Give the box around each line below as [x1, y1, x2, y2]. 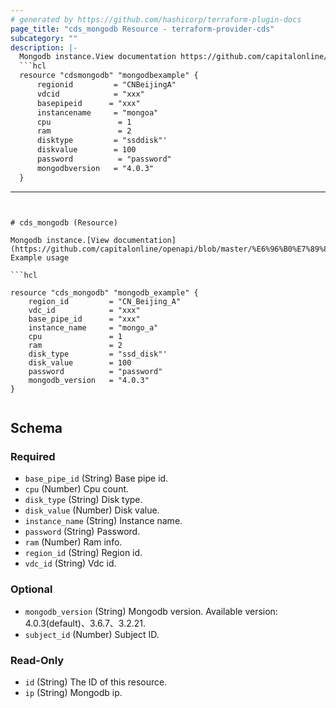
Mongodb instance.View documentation [19, 52, 177, 62]
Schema [10, 420, 63, 437]
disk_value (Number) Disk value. [24, 504, 160, 516]
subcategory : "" [10, 33, 78, 43]
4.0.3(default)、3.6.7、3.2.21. [24, 617, 147, 629]
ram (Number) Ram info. [24, 536, 123, 548]
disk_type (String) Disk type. [24, 494, 143, 506]
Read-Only [10, 653, 65, 667]
